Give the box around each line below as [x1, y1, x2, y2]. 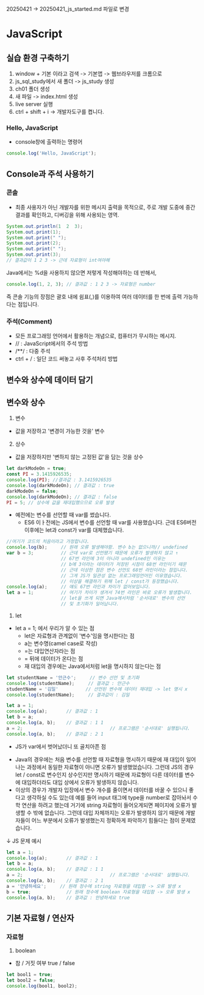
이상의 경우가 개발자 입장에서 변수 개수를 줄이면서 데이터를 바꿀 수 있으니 [15, 786, 188, 793]
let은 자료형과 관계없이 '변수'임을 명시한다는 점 [24, 632, 135, 639]
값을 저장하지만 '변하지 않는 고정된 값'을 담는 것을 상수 [15, 453, 144, 461]
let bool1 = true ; [6, 972, 53, 978]
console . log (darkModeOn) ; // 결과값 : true [6, 482, 114, 488]
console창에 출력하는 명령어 [15, 138, 83, 146]
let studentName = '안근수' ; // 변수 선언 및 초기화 [6, 675, 140, 681]
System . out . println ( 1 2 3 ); [6, 223, 83, 230]
